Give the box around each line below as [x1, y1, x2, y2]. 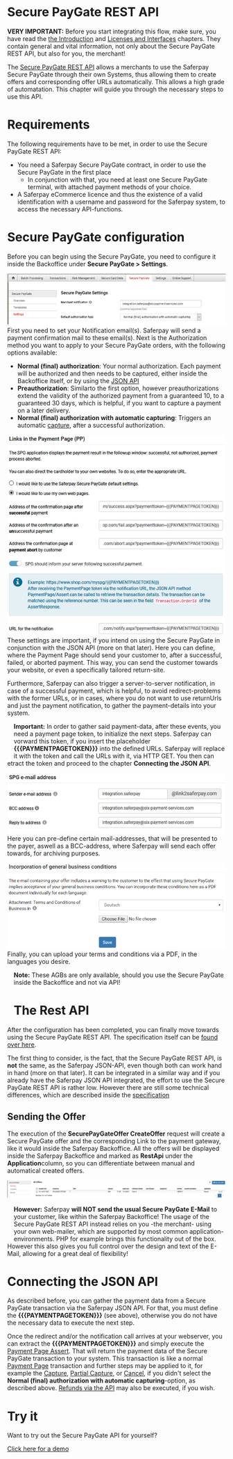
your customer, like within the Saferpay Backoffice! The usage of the [13, 1212, 210, 1220]
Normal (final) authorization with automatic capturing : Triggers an [17, 413, 212, 421]
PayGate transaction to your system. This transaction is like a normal [7, 1354, 203, 1363]
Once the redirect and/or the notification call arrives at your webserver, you [7, 1332, 223, 1341]
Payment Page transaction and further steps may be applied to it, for [7, 1362, 203, 1370]
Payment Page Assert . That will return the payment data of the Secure [7, 1347, 208, 1355]
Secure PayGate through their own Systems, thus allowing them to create [7, 70, 216, 79]
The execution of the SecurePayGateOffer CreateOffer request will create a [7, 1129, 225, 1138]
